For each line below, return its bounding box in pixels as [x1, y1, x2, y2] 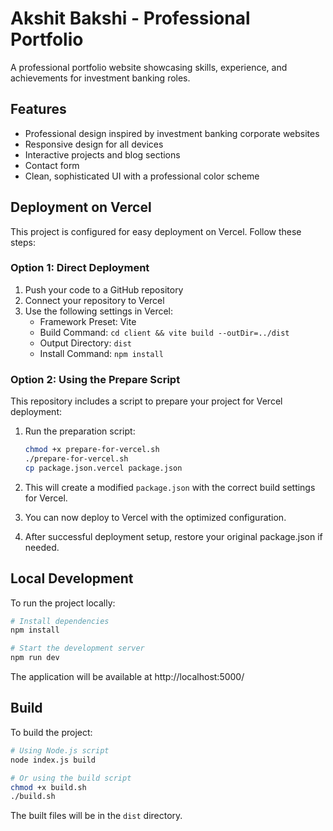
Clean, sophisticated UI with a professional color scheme [24, 170, 260, 182]
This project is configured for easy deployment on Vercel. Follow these [10, 225, 302, 237]
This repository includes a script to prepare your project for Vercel [10, 395, 283, 407]
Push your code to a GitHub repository [24, 283, 184, 296]
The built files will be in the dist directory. [10, 810, 183, 822]
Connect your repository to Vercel [24, 294, 165, 306]
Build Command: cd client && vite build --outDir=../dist [39, 326, 290, 338]
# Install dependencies [10, 616, 110, 626]
